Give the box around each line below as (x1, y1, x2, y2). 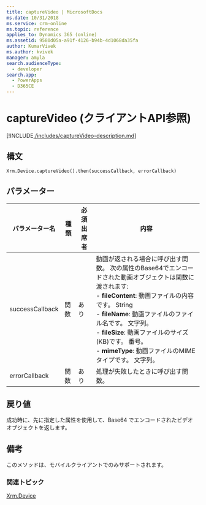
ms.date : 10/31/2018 (6, 15, 59, 21)
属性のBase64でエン (122, 264, 182, 272)
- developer (12, 66, 43, 72)
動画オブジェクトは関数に (120, 273, 195, 281)
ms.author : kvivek (6, 49, 53, 55)
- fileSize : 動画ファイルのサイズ (96, 328, 189, 336)
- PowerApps (12, 77, 43, 83)
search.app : (6, 72, 37, 78)
